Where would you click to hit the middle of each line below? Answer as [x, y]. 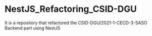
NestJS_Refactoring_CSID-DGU [71, 9]
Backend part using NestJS [32, 28]
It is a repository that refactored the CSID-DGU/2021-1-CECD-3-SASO [76, 23]
